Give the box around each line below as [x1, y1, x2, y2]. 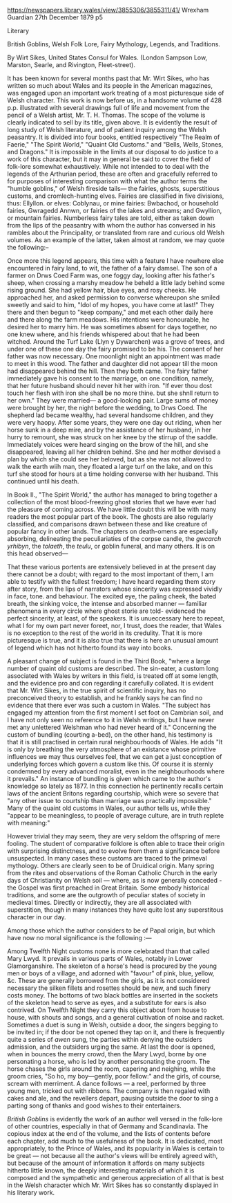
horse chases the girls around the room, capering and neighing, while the [7, 1065, 216, 1073]
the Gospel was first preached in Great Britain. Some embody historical [7, 883, 209, 892]
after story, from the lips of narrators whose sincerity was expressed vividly [7, 585, 222, 593]
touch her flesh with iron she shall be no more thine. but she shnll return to [7, 389, 220, 397]
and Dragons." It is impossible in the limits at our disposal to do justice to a [7, 148, 219, 156]
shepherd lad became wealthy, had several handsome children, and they [7, 411, 214, 419]
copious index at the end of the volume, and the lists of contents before [7, 1130, 211, 1137]
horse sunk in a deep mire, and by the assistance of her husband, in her [7, 425, 212, 434]
